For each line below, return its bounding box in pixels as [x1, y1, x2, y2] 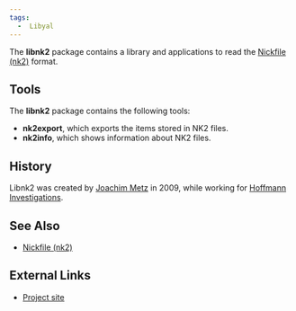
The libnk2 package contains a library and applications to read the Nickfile [9, 46, 286, 57]
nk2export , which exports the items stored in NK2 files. [22, 123, 229, 134]
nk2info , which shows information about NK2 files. [22, 132, 211, 144]
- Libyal [17, 22, 54, 31]
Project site [22, 291, 65, 302]
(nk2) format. [9, 56, 58, 67]
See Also [9, 218, 60, 234]
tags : [9, 13, 30, 22]
